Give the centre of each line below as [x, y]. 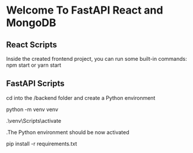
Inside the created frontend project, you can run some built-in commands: [96, 59]
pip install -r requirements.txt [42, 144]
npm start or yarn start [34, 65]
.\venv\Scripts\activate [34, 121]
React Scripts [32, 45]
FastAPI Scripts [35, 84]
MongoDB [31, 23]
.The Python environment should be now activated [68, 132]
